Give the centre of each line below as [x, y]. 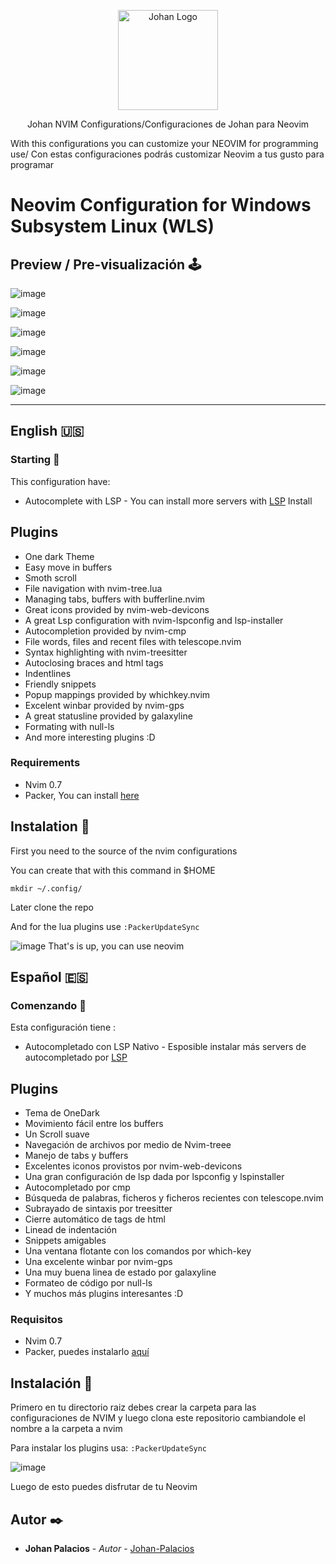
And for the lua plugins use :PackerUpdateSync [105, 926]
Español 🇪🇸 [49, 977]
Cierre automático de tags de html [95, 1219]
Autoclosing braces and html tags [94, 662]
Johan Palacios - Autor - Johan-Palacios [109, 1549]
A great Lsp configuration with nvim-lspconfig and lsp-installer [154, 620]
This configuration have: [60, 481]
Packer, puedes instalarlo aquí [87, 1352]
